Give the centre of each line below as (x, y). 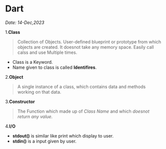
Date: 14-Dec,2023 (25, 22)
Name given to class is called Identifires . (55, 67)
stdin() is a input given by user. (44, 141)
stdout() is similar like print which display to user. (63, 136)
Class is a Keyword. (33, 62)
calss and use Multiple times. (47, 52)
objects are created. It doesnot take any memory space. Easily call (85, 47)
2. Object (14, 77)
